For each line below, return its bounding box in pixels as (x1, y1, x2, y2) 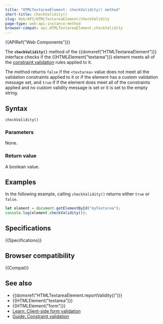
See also (5, 279, 32, 287)
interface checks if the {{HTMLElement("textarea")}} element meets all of (5, 54, 155, 60)
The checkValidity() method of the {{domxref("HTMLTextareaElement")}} (5, 49, 157, 55)
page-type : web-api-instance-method (5, 21, 81, 26)
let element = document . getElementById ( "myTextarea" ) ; (5, 206, 121, 211)
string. (5, 90, 18, 96)
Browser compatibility (5, 252, 75, 260)
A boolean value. (5, 164, 40, 170)
